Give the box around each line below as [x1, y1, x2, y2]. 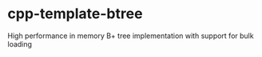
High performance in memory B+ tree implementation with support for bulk [7, 31, 254, 40]
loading [7, 39, 33, 48]
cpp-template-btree [7, 5, 143, 23]
